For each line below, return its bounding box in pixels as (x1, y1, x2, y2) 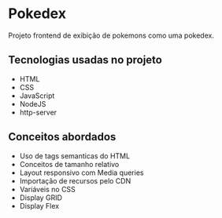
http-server (19, 107, 57, 117)
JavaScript (19, 91, 55, 100)
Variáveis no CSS (19, 184, 76, 194)
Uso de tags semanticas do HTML (19, 151, 131, 161)
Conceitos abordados (8, 130, 117, 144)
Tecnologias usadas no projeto (8, 53, 163, 67)
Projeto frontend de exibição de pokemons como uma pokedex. (8, 31, 215, 40)
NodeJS (19, 99, 46, 108)
